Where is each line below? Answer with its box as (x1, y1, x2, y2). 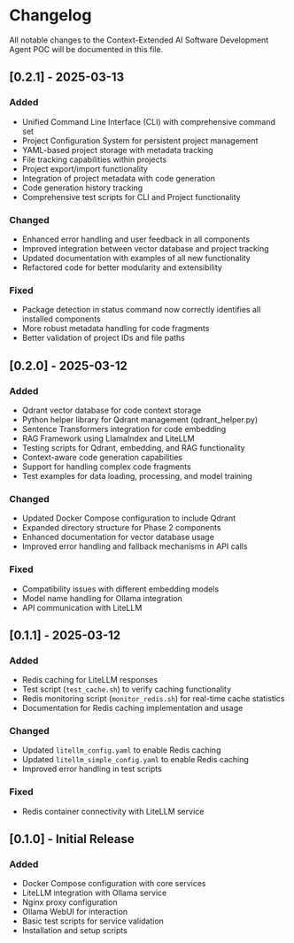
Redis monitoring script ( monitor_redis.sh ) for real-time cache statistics (21, 693, 285, 704)
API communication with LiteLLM (21, 602, 143, 613)
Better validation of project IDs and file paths (21, 333, 186, 344)
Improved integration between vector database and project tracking (21, 243, 269, 253)
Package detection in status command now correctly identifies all (21, 305, 261, 315)
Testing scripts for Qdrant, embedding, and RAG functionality (21, 442, 245, 452)
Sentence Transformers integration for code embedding (21, 423, 227, 434)
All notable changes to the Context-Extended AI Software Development (9, 35, 269, 45)
